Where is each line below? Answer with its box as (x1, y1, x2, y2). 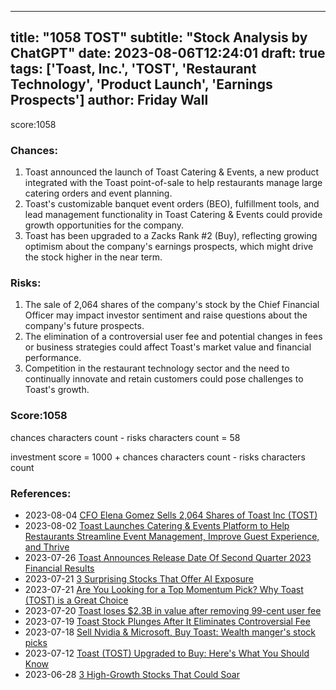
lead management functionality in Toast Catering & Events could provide (24, 209, 323, 221)
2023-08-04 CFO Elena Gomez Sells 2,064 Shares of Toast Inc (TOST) (24, 509, 318, 521)
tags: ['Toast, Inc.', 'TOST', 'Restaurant (10, 61, 257, 78)
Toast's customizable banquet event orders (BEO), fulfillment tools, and (24, 198, 320, 210)
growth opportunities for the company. (24, 219, 185, 231)
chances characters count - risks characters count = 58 (10, 431, 241, 443)
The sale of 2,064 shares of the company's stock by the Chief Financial (24, 299, 320, 311)
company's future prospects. (24, 320, 145, 332)
